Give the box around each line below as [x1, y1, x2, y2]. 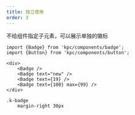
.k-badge [6, 97, 29, 103]
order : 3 [6, 15, 29, 21]
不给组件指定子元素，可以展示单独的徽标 [6, 32, 108, 40]
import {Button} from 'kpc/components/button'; [6, 49, 130, 55]
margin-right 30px [17, 103, 64, 109]
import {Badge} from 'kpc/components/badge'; [6, 44, 124, 51]
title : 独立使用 [6, 9, 44, 15]
